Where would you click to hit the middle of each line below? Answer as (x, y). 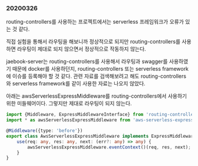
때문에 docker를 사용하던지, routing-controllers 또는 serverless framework (100, 69)
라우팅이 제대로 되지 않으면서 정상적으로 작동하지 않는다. (81, 49)
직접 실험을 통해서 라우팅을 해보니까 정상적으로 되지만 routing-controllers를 (93, 42)
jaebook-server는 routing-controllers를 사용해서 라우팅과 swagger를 (87, 62)
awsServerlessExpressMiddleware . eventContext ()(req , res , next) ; (109, 147)
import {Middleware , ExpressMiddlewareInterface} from (75, 115)
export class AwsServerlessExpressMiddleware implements (77, 136)
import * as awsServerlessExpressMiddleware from (68, 120)
